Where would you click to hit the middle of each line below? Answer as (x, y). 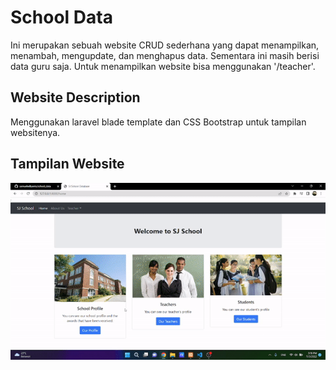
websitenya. (35, 132)
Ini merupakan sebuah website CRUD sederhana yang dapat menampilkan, (165, 45)
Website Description (75, 97)
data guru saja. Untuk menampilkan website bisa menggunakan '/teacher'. (163, 66)
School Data (61, 17)
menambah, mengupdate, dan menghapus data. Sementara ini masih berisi (165, 55)
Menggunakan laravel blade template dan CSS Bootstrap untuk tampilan (158, 122)
